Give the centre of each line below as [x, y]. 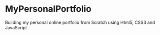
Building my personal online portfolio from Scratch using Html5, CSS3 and [80, 22]
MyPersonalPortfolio [48, 9]
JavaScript [16, 27]
